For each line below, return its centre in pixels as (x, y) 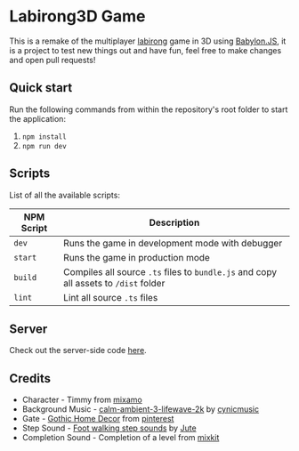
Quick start (41, 88)
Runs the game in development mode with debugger (173, 243)
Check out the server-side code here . (78, 350)
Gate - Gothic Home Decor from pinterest (98, 419)
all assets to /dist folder (114, 283)
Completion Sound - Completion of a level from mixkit (121, 438)
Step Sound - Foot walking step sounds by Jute (109, 428)
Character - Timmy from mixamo (82, 400)
